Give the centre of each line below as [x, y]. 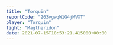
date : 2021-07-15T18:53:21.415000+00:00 [57, 33]
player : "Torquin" [29, 22]
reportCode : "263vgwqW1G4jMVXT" [46, 17]
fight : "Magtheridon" [33, 28]
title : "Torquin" [28, 11]
